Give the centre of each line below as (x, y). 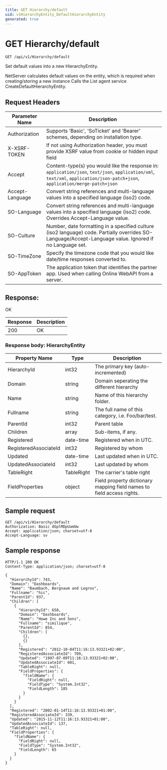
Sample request (30, 511)
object (72, 487)
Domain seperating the (121, 381)
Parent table (109, 424)
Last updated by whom (122, 464)
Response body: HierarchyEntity (45, 345)
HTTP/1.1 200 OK (22, 562)
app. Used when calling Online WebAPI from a (100, 274)
